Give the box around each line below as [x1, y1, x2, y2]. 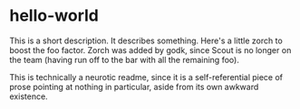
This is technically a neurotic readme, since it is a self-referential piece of [9, 71, 284, 82]
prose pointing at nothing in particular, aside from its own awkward [9, 81, 259, 92]
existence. [9, 91, 48, 102]
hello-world [9, 5, 100, 26]
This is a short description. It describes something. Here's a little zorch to [9, 35, 283, 46]
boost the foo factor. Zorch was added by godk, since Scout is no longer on [9, 44, 292, 55]
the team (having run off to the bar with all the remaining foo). [9, 54, 240, 65]
